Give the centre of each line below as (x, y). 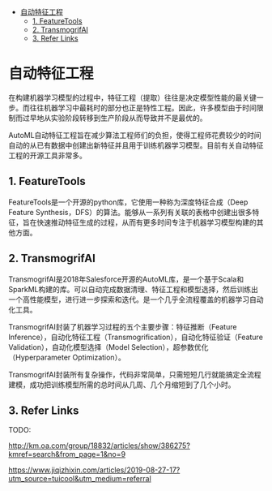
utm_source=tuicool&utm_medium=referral (80, 479)
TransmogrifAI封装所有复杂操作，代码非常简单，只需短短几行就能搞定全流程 (135, 374)
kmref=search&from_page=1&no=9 (67, 454)
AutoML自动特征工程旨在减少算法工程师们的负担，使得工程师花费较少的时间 (135, 135)
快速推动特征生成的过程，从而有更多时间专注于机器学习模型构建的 (146, 222)
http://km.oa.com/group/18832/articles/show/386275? (99, 446)
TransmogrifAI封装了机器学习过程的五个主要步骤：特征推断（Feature (123, 326)
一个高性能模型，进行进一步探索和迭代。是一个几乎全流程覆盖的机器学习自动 (136, 299)
